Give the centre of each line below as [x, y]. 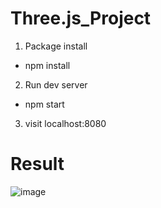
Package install [56, 46]
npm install [47, 65]
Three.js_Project [81, 18]
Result [37, 164]
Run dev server [56, 84]
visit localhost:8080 [65, 123]
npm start [44, 104]
